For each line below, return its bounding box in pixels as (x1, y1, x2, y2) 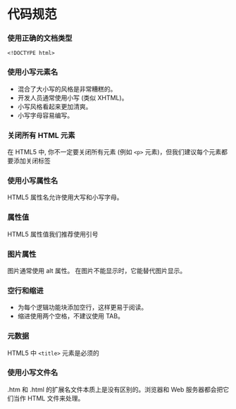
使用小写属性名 (7, 176, 58, 185)
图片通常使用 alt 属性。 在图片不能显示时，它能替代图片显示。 (7, 266, 187, 275)
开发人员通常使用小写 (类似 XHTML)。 (17, 93, 128, 102)
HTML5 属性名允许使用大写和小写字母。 (7, 193, 123, 201)
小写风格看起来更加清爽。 (17, 102, 92, 111)
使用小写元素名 (7, 68, 58, 77)
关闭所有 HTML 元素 (7, 130, 75, 140)
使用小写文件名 (7, 367, 58, 377)
